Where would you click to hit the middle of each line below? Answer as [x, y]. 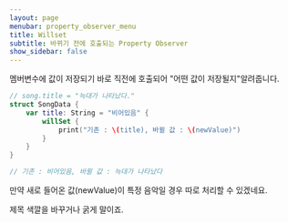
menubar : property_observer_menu [73, 26]
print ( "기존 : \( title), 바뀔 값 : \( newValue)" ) [149, 130]
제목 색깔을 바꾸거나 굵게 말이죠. [67, 209]
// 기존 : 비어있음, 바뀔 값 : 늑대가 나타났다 [86, 172]
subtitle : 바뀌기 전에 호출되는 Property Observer [99, 43]
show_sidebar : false [49, 52]
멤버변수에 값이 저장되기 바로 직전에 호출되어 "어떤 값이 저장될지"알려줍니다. [144, 79]
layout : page [34, 18]
